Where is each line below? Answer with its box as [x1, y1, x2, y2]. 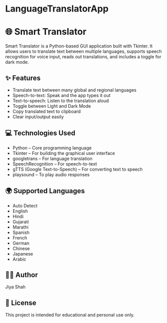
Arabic [12, 256, 27, 262]
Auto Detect [12, 202, 38, 209]
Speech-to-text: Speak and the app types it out [12, 92, 111, 98]
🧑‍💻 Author [5, 270, 38, 279]
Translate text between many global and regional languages [12, 87, 137, 93]
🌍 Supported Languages [5, 187, 85, 195]
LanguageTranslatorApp [5, 3, 109, 15]
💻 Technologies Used [5, 129, 75, 137]
